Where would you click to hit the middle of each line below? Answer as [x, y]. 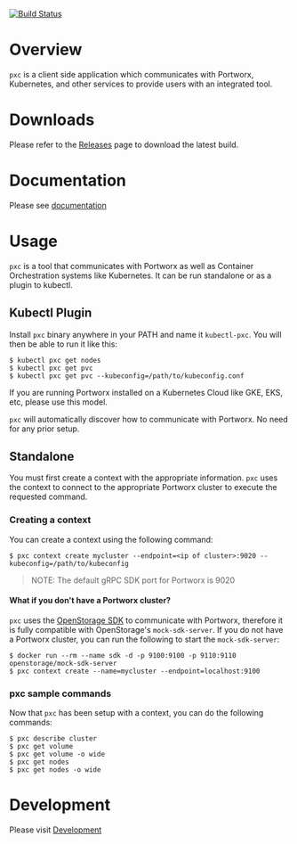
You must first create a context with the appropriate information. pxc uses [144, 478]
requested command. [48, 497]
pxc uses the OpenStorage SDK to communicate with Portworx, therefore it [146, 620]
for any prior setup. [44, 429]
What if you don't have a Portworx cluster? [90, 601]
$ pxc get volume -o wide [57, 754]
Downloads [52, 120]
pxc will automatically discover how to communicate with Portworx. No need [149, 419]
